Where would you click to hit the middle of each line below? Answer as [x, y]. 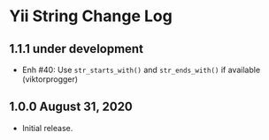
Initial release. [47, 128]
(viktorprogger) [50, 79]
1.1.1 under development [77, 49]
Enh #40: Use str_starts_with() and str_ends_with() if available [141, 70]
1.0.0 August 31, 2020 [71, 107]
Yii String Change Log [91, 16]
